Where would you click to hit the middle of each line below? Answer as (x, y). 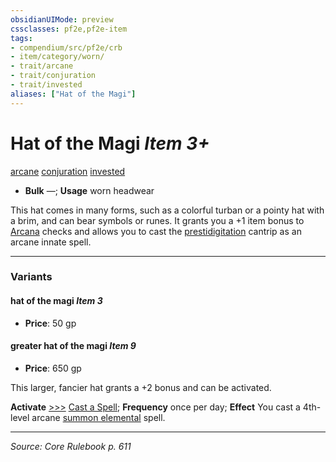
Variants (31, 277)
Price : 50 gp (50, 323)
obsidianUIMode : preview (62, 19)
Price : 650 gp (53, 368)
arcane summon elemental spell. (98, 417)
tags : (21, 38)
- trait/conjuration (53, 76)
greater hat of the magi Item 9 (73, 346)
